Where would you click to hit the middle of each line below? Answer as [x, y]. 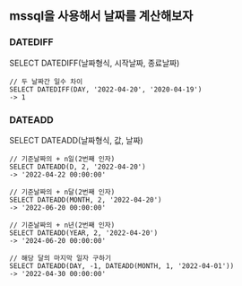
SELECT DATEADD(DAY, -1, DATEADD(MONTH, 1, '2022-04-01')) [122, 266]
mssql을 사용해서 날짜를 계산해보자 [101, 16]
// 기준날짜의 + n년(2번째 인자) [62, 225]
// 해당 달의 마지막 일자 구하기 [60, 258]
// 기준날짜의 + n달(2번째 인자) [62, 192]
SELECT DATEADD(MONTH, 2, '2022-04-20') [86, 200]
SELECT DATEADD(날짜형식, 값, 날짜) [76, 140]
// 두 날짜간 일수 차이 [46, 82]
